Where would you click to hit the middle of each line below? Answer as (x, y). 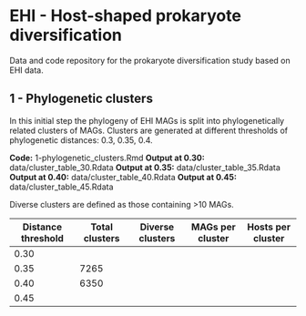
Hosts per (269, 227)
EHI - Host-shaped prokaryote (125, 16)
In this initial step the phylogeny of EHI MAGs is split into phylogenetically (147, 120)
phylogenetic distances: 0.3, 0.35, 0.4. (81, 140)
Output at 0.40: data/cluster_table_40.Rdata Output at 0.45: (123, 177)
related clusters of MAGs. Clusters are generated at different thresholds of (149, 130)
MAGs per (213, 227)
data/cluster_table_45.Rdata (61, 187)
